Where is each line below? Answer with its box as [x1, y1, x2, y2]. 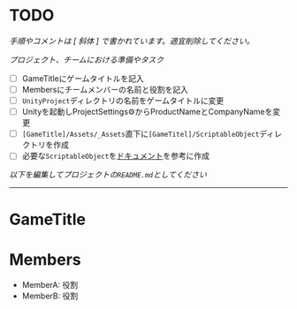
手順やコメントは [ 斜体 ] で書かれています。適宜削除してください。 [9, 35, 255, 46]
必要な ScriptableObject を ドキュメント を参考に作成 [21, 151, 210, 162]
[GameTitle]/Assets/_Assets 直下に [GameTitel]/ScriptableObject [21, 129, 260, 139]
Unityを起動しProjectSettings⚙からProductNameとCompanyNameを [21, 107, 273, 117]
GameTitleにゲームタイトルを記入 [21, 72, 144, 84]
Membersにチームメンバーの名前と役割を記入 [21, 85, 188, 94]
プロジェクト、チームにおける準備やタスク [9, 54, 164, 64]
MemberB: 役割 [21, 290, 79, 301]
